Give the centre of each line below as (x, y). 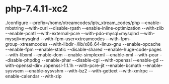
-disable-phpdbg (23, 60)
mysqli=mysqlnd (22, 39)
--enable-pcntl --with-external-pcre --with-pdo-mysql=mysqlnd (72, 33)
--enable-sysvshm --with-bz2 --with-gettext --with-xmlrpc (87, 70)
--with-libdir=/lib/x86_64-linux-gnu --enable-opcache (105, 44)
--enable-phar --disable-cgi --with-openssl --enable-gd (100, 60)
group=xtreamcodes (26, 44)
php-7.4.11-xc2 (36, 9)
